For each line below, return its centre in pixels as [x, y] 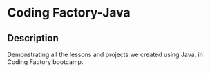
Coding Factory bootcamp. [45, 62]
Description [33, 38]
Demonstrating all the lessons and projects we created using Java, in [105, 54]
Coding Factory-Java [69, 13]
